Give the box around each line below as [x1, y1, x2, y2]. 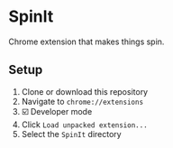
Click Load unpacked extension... [21, 119, 148, 130]
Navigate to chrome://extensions [21, 96, 144, 106]
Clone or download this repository [21, 86, 149, 97]
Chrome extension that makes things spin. [8, 36, 165, 47]
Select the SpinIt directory [21, 128, 123, 139]
